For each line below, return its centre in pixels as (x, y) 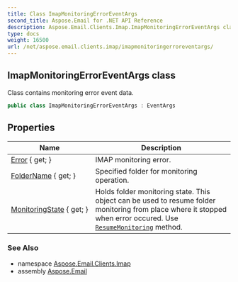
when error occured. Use (137, 218)
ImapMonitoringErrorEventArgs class (91, 75)
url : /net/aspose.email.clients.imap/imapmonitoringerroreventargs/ (110, 47)
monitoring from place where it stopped (161, 209)
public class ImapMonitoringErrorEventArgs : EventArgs (91, 106)
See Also (23, 248)
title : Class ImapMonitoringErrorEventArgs (73, 14)
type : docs (23, 34)
